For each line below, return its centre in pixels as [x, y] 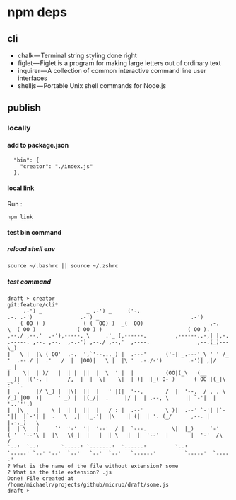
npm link [20, 217]
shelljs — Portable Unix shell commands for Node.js [92, 85]
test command [29, 282]
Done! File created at [41, 479]
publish [24, 108]
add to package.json [38, 145]
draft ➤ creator [31, 299]
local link [21, 188]
